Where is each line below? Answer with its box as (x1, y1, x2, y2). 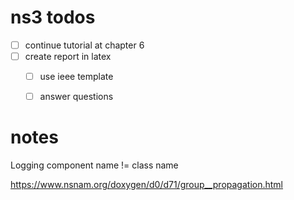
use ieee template (39, 71, 114, 83)
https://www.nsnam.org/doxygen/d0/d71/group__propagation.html (10, 179, 284, 191)
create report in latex (24, 51, 112, 62)
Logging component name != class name (10, 159, 179, 171)
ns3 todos (10, 6, 96, 29)
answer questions (39, 91, 114, 103)
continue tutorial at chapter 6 (24, 39, 145, 51)
